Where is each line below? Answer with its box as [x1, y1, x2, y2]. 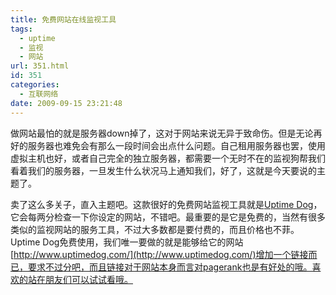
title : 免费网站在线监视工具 [10, 14, 117, 25]
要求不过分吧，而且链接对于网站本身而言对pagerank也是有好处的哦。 [27, 261, 313, 273]
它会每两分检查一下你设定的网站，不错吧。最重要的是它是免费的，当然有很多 [10, 211, 326, 223]
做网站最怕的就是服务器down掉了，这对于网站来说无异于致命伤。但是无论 [10, 127, 314, 139]
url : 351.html [10, 61, 70, 71]
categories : [10, 80, 60, 90]
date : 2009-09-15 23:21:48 [10, 98, 123, 108]
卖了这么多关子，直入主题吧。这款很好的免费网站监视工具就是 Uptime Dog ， [10, 198, 323, 210]
